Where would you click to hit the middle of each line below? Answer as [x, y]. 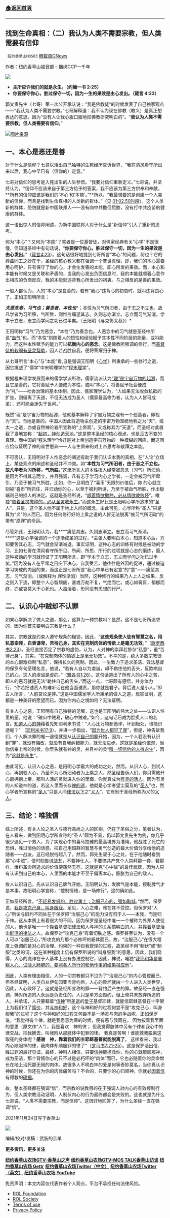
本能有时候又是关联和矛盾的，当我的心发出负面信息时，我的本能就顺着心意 [83, 273]
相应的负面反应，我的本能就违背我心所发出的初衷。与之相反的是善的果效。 [87, 280]
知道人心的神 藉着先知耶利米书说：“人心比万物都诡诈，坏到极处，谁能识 [89, 723]
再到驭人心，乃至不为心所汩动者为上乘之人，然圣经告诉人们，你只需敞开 [89, 772]
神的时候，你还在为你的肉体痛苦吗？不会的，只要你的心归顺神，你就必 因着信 [85, 1071]
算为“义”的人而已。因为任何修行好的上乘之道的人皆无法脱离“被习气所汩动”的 [84, 514]
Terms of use [26, 1204]
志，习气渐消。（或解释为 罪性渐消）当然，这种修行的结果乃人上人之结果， [82, 576]
